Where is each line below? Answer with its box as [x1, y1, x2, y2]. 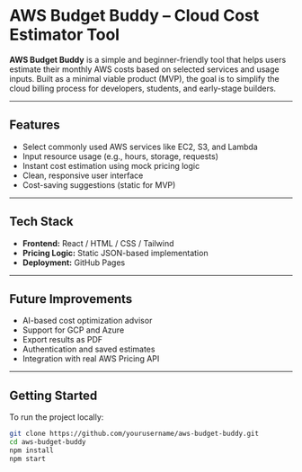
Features [9, 118, 60, 133]
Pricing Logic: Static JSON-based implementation [22, 247, 209, 258]
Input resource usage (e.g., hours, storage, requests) [22, 150, 218, 162]
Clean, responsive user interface [22, 170, 144, 181]
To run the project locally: [9, 412, 104, 423]
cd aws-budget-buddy [9, 438, 87, 447]
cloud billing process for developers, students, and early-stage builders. [9, 83, 277, 94]
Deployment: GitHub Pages [22, 257, 126, 268]
